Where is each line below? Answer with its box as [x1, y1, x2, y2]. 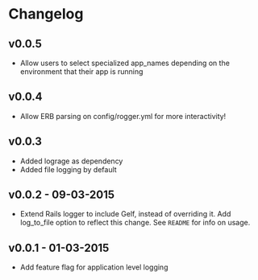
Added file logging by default [19, 164, 117, 174]
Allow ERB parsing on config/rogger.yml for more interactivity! [19, 111, 227, 121]
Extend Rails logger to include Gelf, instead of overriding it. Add [19, 209, 231, 219]
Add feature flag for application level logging [19, 262, 169, 272]
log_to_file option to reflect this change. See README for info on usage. [19, 218, 251, 228]
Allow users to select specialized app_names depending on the [19, 58, 230, 68]
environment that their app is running [19, 67, 144, 76]
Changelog [8, 5, 84, 23]
